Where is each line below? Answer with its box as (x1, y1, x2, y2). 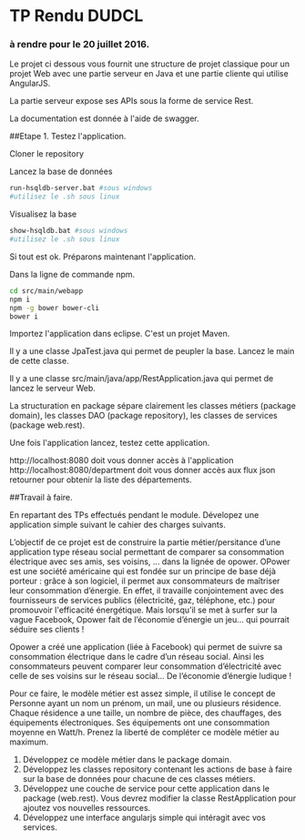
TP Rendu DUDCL (9, 5, 144, 26)
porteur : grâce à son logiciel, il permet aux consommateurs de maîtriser (9, 575, 280, 587)
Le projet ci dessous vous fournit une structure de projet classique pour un (9, 58, 290, 69)
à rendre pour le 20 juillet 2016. (9, 38, 150, 51)
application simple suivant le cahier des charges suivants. (9, 520, 226, 531)
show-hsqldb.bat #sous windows (9, 227, 128, 236)
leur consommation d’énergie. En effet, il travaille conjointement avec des (9, 585, 285, 596)
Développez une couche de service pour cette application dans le (22, 784, 270, 794)
